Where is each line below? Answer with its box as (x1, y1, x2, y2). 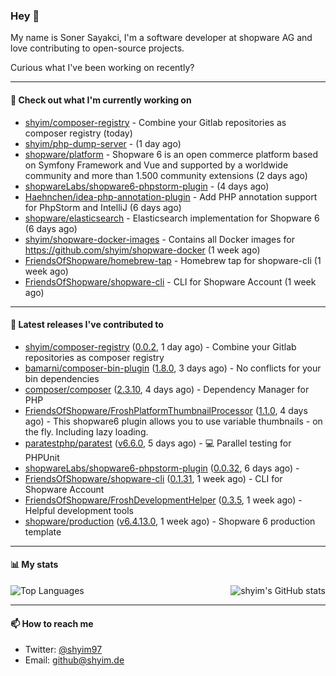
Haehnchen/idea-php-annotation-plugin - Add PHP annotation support (24, 190, 318, 203)
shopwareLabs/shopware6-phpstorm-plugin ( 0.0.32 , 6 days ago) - (24, 462, 300, 474)
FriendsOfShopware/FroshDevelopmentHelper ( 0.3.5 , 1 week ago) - (24, 494, 303, 506)
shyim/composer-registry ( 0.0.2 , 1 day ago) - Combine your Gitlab (24, 340, 297, 353)
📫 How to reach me (10, 617, 94, 629)
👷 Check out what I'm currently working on (10, 94, 192, 106)
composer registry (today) (24, 127, 133, 139)
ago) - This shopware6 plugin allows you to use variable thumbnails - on (24, 415, 323, 427)
